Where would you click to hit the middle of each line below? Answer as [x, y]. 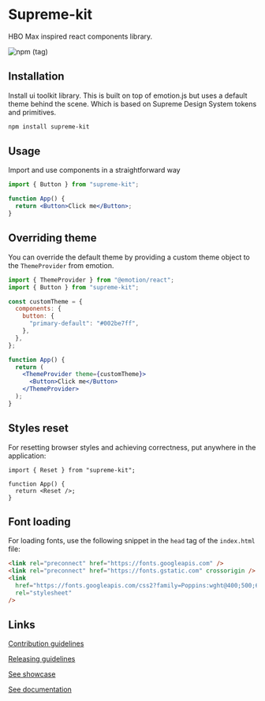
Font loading [39, 522]
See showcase [32, 674]
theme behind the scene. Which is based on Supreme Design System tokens [132, 103]
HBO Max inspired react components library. [80, 36]
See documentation [40, 690]
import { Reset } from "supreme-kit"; [72, 470]
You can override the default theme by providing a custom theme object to [129, 257]
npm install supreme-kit [49, 127]
